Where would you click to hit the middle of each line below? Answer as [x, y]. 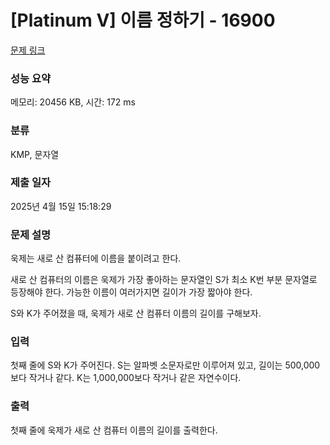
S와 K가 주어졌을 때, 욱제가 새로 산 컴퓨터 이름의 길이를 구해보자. [136, 313]
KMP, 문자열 [35, 154]
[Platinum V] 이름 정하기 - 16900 [143, 20]
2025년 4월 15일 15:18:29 [61, 206]
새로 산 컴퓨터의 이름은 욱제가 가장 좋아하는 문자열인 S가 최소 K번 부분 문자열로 [164, 280]
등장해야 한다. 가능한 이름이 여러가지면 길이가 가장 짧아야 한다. [131, 292]
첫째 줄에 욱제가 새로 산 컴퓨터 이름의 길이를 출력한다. [114, 430]
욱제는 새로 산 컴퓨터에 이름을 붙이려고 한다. [96, 258]
